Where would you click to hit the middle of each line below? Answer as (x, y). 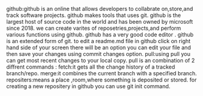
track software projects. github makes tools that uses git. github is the (94, 15)
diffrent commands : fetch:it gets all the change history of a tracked (91, 67)
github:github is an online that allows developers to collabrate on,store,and (100, 9)
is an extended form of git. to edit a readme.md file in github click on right (98, 41)
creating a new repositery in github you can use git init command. (88, 86)
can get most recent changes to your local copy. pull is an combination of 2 (101, 60)
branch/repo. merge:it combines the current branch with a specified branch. (102, 73)
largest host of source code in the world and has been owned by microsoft (100, 22)
